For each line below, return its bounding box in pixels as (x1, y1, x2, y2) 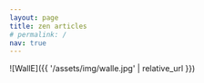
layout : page (9, 13, 59, 23)
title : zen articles (9, 22, 88, 31)
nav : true (9, 38, 47, 48)
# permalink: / (9, 30, 67, 39)
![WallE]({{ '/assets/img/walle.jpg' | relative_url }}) (9, 63, 196, 74)
